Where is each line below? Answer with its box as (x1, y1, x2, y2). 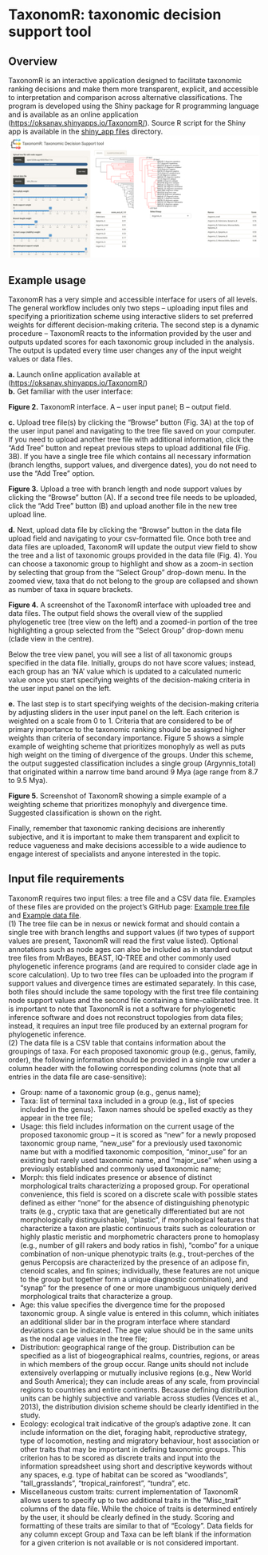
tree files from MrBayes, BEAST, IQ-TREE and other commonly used (8, 953, 231, 962)
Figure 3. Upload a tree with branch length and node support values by (8, 484, 242, 494)
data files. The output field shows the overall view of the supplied (8, 608, 223, 618)
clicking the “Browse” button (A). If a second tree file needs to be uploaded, (8, 492, 258, 502)
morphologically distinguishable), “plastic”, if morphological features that (19, 1214, 259, 1225)
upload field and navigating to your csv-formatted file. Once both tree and (8, 534, 251, 543)
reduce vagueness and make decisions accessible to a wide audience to (8, 840, 246, 849)
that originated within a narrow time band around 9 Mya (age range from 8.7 (8, 766, 258, 777)
